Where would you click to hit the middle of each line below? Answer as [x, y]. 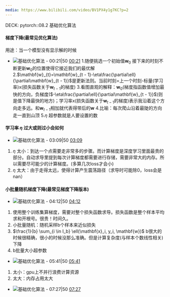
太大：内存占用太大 [33, 279]
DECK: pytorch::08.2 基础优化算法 [41, 25]
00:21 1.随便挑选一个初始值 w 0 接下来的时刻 [114, 61]
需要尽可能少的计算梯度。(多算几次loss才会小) [65, 164]
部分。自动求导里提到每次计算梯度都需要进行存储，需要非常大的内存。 [86, 157]
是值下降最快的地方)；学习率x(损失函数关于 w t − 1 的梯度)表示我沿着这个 [86, 101]
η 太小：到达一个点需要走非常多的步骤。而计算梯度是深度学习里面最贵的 [88, 151]
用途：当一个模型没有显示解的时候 [41, 50]
